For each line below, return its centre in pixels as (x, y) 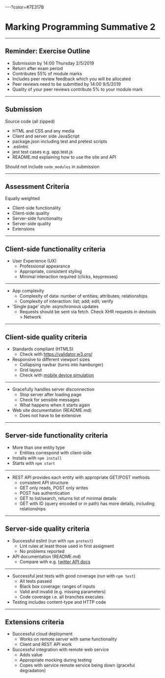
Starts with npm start (34, 463)
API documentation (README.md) (46, 556)
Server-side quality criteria (47, 529)
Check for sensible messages (50, 400)
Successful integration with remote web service (60, 649)
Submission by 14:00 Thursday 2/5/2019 (53, 63)
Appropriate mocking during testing (55, 660)
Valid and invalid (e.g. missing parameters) (63, 591)
